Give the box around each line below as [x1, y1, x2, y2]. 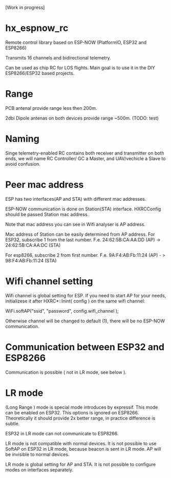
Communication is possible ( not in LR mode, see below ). [5, 369, 127, 375]
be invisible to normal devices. [5, 451, 70, 457]
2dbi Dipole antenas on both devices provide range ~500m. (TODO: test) [5, 115, 159, 121]
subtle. [5, 420, 20, 427]
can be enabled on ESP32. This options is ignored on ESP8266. [5, 409, 139, 415]
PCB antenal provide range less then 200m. [5, 105, 97, 111]
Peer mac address [5, 179, 84, 190]
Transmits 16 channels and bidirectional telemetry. [5, 54, 111, 61]
